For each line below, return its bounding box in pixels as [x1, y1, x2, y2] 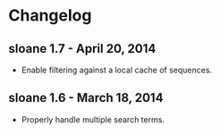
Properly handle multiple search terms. [21, 113, 165, 125]
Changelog [8, 5, 92, 26]
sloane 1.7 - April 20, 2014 [8, 41, 157, 56]
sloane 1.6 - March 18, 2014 [8, 90, 164, 105]
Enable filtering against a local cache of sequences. [21, 64, 212, 75]
